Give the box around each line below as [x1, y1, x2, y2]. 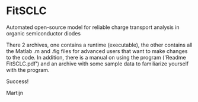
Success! [6, 78, 29, 85]
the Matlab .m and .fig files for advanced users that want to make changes [6, 47, 188, 54]
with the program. [6, 66, 50, 73]
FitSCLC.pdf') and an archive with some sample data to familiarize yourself [6, 60, 189, 67]
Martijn [6, 89, 24, 96]
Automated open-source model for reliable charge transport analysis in [6, 24, 180, 31]
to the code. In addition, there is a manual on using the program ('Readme [6, 54, 186, 61]
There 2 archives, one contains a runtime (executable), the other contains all [6, 41, 193, 48]
